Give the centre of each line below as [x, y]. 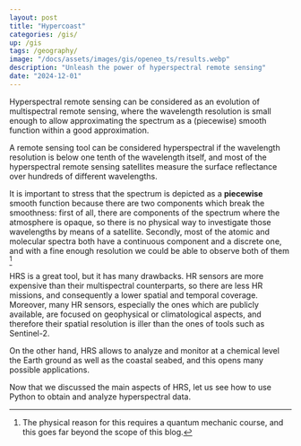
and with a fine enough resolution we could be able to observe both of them [149, 250]
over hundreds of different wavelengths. [84, 176]
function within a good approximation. [79, 130]
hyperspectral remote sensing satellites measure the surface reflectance [143, 166]
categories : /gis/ [43, 34]
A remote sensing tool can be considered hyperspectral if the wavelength [145, 147]
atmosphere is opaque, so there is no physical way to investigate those [140, 222]
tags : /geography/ [43, 51]
